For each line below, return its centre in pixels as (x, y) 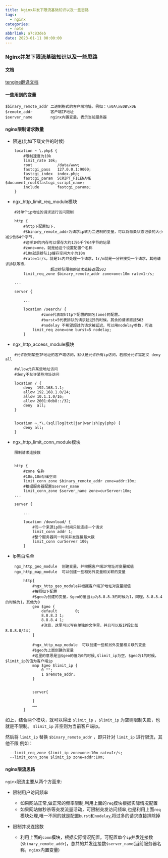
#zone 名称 (34, 471)
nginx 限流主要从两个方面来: (34, 781)
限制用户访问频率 (30, 792)
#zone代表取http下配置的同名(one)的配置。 (81, 315)
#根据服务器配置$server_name (51, 486)
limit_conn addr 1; (52, 532)
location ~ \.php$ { (36, 151)
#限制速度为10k (37, 156)
